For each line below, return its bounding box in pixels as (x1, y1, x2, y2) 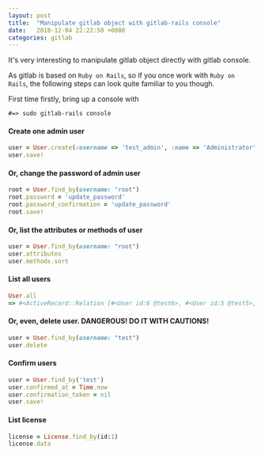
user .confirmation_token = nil (8, 391, 112, 399)
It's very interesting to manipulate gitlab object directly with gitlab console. (8, 55, 252, 65)
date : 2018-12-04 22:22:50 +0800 (8, 26, 126, 34)
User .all (8, 292, 37, 300)
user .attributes (8, 250, 62, 258)
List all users (8, 274, 51, 284)
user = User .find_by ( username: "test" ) (8, 334, 140, 342)
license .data (8, 440, 51, 448)
